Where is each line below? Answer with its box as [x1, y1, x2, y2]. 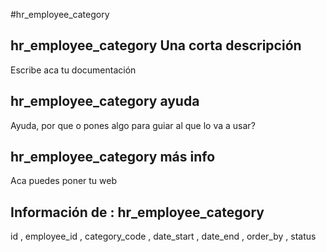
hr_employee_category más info [10, 149, 216, 166]
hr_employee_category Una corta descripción [10, 37, 302, 54]
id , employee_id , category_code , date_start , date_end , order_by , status [10, 230, 317, 243]
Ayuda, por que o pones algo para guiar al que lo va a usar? [10, 119, 256, 131]
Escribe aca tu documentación [10, 64, 137, 76]
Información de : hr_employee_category [10, 204, 265, 221]
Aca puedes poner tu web [10, 175, 118, 187]
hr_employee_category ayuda [10, 93, 200, 110]
